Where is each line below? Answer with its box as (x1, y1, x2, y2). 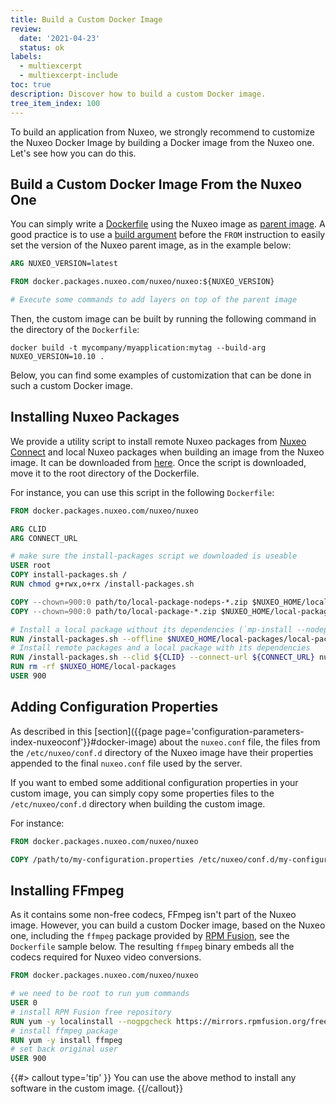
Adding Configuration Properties (10, 699, 219, 716)
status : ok (19, 42, 65, 53)
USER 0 (10, 998, 38, 1008)
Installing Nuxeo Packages (10, 409, 180, 426)
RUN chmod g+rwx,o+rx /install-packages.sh (10, 579, 195, 589)
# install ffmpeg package (10, 1026, 118, 1036)
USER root (10, 561, 52, 571)
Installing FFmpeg (10, 882, 125, 899)
